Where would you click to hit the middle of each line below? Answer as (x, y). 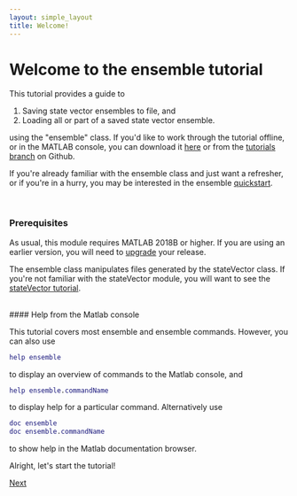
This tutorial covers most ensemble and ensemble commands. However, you (149, 331)
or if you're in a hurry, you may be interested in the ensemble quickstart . (141, 183)
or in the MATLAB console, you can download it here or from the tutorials (143, 147)
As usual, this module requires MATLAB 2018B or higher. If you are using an (147, 242)
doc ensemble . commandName (57, 432)
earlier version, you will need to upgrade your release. (108, 252)
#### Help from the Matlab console (74, 314)
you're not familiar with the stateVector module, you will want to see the (140, 278)
